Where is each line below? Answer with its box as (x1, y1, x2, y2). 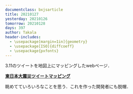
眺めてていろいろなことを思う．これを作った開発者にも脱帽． (5, 83, 131, 89)
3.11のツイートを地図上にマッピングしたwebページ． (5, 63, 112, 68)
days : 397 (5, 26, 26, 31)
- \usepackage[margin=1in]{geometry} (9, 39, 88, 44)
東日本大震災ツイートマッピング (5, 73, 70, 79)
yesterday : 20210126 (5, 16, 48, 21)
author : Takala (5, 30, 37, 35)
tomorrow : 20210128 (5, 21, 46, 26)
